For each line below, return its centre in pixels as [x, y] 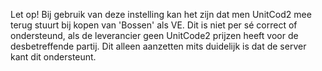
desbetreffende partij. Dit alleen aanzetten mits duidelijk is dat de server [158, 46]
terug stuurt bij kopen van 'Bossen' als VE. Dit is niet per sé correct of [154, 25]
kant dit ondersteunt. [53, 57]
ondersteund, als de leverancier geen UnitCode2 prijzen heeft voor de [154, 35]
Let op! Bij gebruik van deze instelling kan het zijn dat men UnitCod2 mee [161, 14]
